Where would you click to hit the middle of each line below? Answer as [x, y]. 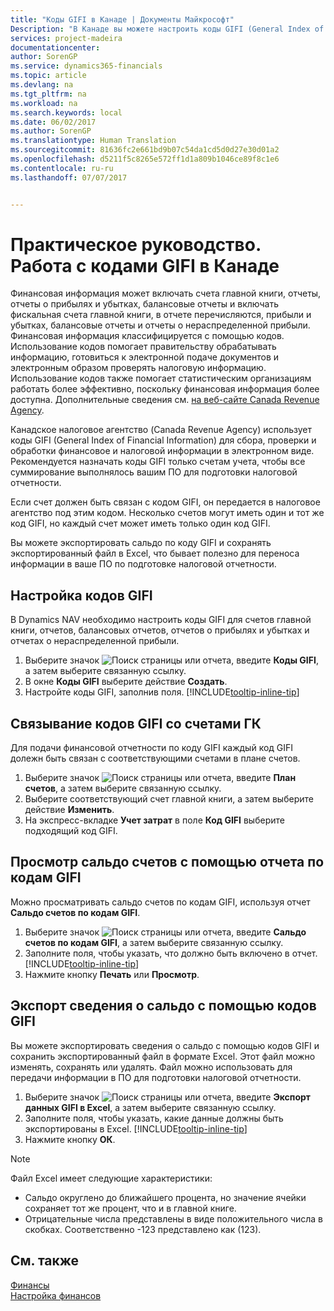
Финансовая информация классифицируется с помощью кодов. [147, 336]
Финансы [30, 1285]
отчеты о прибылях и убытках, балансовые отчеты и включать [145, 304]
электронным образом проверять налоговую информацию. [138, 368]
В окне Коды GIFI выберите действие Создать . [126, 682]
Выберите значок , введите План [160, 778]
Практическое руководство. [136, 244]
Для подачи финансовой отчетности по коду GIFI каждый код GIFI [152, 748]
